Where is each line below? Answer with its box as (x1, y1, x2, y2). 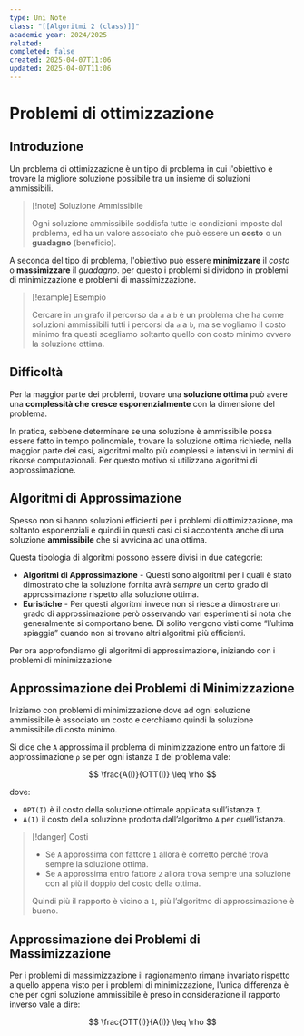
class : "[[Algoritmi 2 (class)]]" (9, 22, 141, 31)
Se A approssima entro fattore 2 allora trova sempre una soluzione (44, 869, 292, 880)
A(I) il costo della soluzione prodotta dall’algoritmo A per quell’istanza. (22, 814, 286, 825)
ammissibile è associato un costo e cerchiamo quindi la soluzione (9, 714, 254, 725)
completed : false (9, 47, 75, 56)
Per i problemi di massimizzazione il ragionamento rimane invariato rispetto (9, 970, 290, 981)
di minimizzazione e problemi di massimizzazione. (9, 274, 197, 284)
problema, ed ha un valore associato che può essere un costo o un (31, 227, 283, 238)
